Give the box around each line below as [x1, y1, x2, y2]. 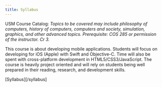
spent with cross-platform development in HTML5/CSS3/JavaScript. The [5, 56, 152, 62]
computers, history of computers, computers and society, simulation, [5, 26, 145, 32]
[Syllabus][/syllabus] [5, 76, 47, 82]
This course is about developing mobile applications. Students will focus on [5, 46, 158, 52]
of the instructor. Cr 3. [5, 36, 50, 42]
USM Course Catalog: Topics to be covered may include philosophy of [5, 21, 148, 27]
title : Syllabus [5, 7, 38, 12]
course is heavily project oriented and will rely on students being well [5, 61, 145, 67]
